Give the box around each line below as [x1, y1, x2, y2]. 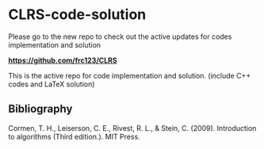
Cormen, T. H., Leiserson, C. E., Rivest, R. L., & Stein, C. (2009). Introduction [8, 123, 257, 132]
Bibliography [8, 102, 73, 116]
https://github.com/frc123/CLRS [8, 55, 117, 65]
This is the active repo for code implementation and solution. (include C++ [8, 71, 251, 80]
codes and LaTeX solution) [8, 79, 95, 89]
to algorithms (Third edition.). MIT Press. [8, 132, 140, 141]
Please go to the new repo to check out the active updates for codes [8, 32, 232, 41]
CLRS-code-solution [8, 6, 147, 24]
